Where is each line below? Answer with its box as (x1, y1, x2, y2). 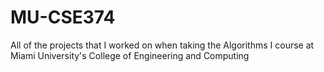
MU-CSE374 (10, 6, 116, 29)
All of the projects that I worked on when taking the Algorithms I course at (10, 39, 315, 51)
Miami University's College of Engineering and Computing (10, 49, 250, 61)
